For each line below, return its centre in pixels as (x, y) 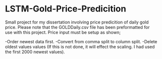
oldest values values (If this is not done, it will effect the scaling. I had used (80, 47)
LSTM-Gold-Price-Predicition (66, 9)
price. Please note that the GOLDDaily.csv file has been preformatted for (77, 27)
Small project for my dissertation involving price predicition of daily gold (77, 22)
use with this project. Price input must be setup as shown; (63, 32)
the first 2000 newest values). (35, 52)
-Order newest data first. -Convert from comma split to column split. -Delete (81, 41)
